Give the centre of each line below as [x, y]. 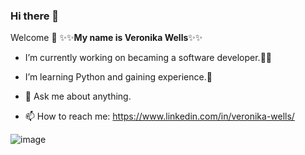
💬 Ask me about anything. [78, 96]
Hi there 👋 [35, 16]
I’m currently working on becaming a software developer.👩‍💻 [148, 58]
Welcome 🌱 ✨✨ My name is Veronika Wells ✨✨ [106, 38]
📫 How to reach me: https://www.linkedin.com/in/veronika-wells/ [159, 116]
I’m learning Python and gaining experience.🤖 [118, 77]
